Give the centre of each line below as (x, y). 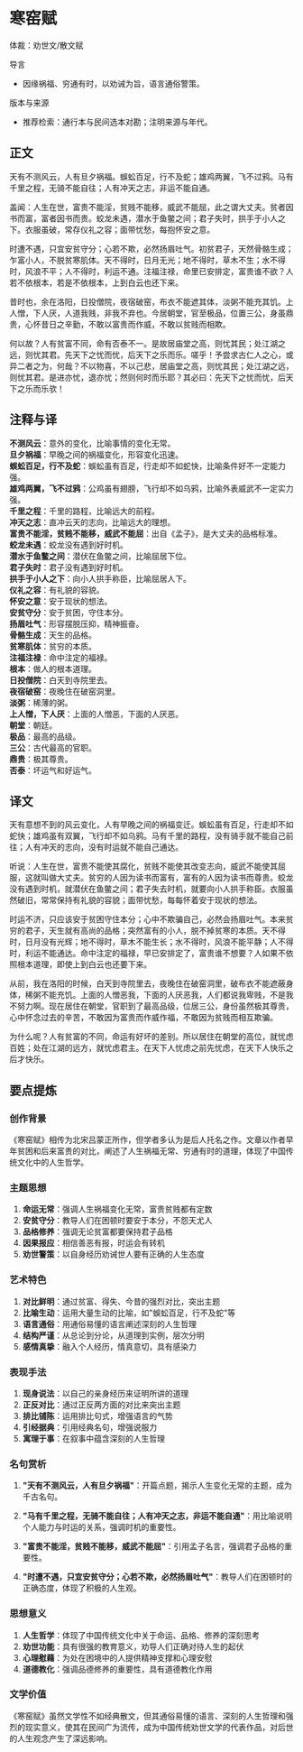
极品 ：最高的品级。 (45, 736)
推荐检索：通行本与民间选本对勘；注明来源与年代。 (117, 122)
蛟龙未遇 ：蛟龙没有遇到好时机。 (69, 544)
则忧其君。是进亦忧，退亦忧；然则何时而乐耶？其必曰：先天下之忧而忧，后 (147, 377)
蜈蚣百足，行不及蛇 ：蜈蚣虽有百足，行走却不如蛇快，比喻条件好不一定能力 (147, 466)
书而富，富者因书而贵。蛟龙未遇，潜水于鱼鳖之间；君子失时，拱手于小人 (143, 218)
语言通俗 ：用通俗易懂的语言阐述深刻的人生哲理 (109, 1323)
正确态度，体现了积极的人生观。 (82, 1588)
